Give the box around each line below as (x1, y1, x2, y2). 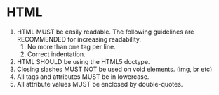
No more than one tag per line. (27, 42, 117, 51)
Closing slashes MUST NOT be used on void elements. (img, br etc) (16, 65, 213, 73)
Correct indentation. (27, 50, 86, 58)
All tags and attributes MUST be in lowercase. (16, 72, 150, 81)
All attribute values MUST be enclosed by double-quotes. (16, 80, 183, 88)
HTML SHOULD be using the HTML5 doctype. (16, 57, 150, 65)
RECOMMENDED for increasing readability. (16, 34, 142, 43)
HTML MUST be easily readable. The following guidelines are (16, 27, 194, 36)
